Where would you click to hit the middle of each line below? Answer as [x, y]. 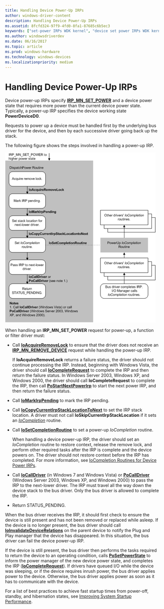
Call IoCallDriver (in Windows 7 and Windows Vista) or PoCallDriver [81, 475]
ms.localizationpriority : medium [39, 62]
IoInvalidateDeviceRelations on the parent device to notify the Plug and [78, 531]
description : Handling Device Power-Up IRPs [51, 21]
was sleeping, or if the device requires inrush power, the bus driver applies [80, 571]
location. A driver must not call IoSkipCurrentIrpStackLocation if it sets [84, 415]
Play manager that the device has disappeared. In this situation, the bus [77, 536]
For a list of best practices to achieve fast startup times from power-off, [77, 591]
